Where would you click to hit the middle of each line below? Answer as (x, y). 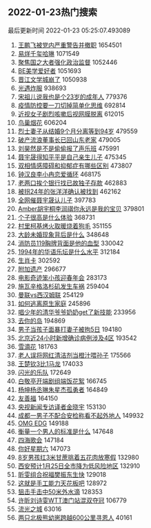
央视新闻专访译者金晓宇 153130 (62, 407)
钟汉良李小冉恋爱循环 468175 (59, 174)
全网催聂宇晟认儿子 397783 (57, 200)
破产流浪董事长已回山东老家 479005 (69, 139)
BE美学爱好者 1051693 (49, 70)
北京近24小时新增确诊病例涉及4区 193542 (77, 338)
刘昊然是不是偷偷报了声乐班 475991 (68, 148)
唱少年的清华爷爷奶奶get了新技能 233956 (77, 312)
